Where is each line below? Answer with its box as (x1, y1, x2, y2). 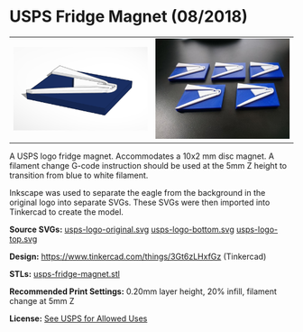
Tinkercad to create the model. (9, 206, 124, 217)
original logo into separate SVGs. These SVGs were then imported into (9, 197, 271, 207)
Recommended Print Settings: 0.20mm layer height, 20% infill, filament (9, 286, 278, 297)
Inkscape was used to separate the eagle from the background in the (9, 187, 266, 198)
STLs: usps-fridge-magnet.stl (9, 268, 120, 279)
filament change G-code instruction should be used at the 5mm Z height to (9, 160, 287, 171)
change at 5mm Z (9, 295, 75, 306)
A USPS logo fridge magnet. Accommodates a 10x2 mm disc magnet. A (9, 151, 275, 161)
